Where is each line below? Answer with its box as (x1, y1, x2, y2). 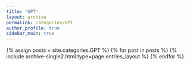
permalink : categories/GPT (6, 19, 73, 25)
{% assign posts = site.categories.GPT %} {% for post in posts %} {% (6, 47, 177, 54)
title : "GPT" (6, 8, 39, 15)
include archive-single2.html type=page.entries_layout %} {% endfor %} (6, 53, 185, 60)
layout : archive (6, 14, 46, 20)
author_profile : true (6, 25, 60, 31)
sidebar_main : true (6, 31, 55, 37)
